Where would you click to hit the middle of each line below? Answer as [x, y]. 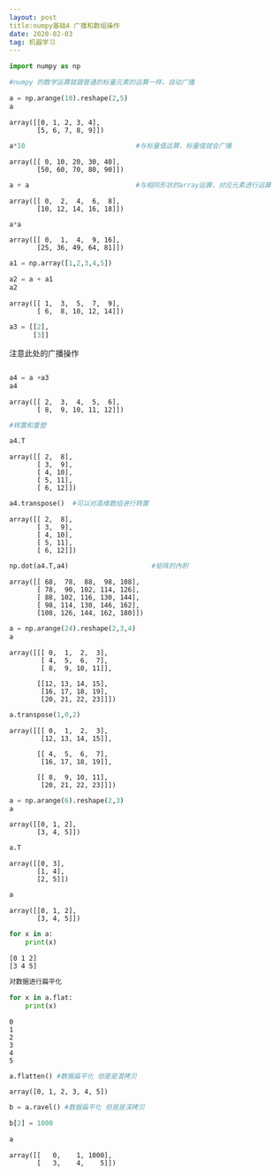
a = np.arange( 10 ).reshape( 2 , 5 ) [68, 98]
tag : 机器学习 [32, 42]
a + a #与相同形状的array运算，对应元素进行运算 [140, 185]
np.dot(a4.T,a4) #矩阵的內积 [99, 566]
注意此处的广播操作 [44, 353]
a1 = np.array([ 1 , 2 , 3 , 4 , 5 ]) [61, 263]
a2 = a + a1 [31, 280]
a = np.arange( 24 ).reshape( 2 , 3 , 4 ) [73, 629]
